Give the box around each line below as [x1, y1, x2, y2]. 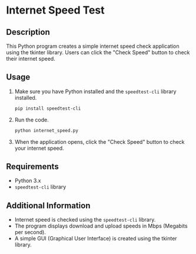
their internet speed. [6, 55, 56, 62]
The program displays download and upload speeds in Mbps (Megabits [14, 222, 188, 230]
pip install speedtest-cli [14, 105, 81, 111]
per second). [14, 229, 46, 236]
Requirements [6, 161, 59, 171]
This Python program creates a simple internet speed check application [6, 42, 180, 50]
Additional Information [6, 200, 91, 210]
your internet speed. [14, 144, 64, 151]
